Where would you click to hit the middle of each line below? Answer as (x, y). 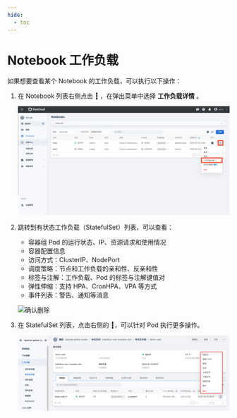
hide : (15, 15)
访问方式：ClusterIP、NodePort (74, 260)
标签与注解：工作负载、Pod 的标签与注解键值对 (97, 278)
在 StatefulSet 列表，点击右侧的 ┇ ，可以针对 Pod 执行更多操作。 (110, 325)
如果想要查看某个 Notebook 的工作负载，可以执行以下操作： (95, 81)
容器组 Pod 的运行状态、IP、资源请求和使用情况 (97, 242)
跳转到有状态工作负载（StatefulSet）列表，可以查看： (96, 227)
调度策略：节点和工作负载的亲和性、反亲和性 (93, 269)
